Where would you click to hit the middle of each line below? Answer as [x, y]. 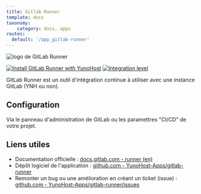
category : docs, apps [44, 28]
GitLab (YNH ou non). [33, 86]
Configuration [33, 105]
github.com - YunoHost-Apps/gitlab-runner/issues [77, 184]
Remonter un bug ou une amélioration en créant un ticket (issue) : [96, 178]
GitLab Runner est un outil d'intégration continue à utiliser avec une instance [100, 80]
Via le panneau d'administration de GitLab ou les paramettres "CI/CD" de [96, 119]
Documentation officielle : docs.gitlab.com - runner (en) [84, 159]
